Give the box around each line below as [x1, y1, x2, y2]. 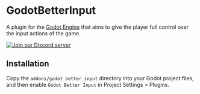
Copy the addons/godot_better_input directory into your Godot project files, [6, 74, 194, 81]
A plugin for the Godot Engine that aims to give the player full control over [6, 23, 189, 31]
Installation [6, 59, 49, 69]
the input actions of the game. [6, 29, 81, 37]
